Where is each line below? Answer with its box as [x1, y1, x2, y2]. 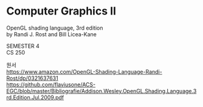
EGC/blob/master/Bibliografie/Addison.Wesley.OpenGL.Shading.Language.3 [6, 87, 197, 94]
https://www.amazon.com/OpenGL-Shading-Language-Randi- [6, 68, 162, 75]
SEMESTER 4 [6, 42, 40, 50]
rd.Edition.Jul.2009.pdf [6, 94, 64, 101]
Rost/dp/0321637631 [6, 74, 59, 82]
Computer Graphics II [6, 4, 117, 18]
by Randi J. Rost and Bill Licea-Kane [6, 30, 97, 37]
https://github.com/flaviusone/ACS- [6, 80, 96, 88]
